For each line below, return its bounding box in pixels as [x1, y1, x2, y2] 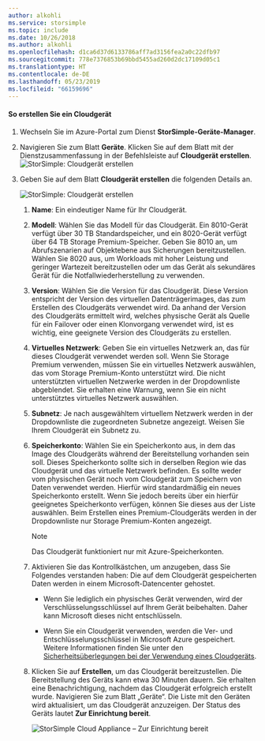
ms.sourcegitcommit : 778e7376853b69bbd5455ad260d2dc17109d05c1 [8, 56, 221, 64]
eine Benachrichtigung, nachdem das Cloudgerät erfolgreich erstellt [31, 683, 252, 693]
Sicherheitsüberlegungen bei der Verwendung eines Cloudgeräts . [43, 651, 257, 661]
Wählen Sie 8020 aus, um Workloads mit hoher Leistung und [31, 253, 229, 263]
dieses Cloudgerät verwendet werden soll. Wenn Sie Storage [31, 351, 230, 361]
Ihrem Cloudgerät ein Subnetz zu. [31, 425, 141, 435]
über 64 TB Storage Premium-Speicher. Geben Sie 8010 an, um [31, 237, 238, 246]
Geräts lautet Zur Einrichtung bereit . [31, 708, 151, 718]
